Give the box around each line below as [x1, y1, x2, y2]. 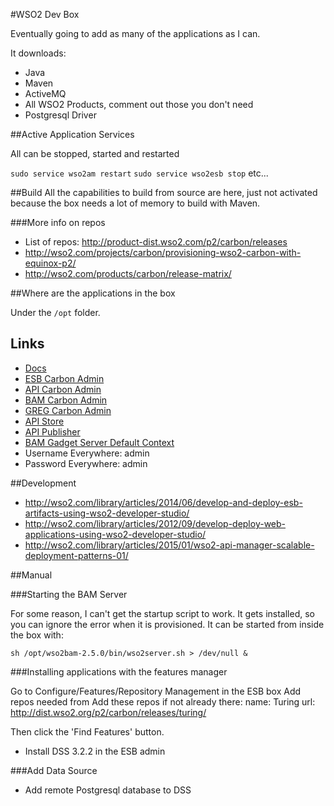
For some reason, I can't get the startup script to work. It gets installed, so [10, 607, 315, 619]
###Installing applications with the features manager [10, 665, 228, 678]
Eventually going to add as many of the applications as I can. [10, 28, 261, 39]
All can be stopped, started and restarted [10, 148, 180, 159]
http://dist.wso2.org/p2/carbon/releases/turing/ [10, 706, 207, 718]
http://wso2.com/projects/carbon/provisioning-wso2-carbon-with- [24, 247, 302, 258]
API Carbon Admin [24, 383, 102, 395]
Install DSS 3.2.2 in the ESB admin [24, 745, 166, 757]
